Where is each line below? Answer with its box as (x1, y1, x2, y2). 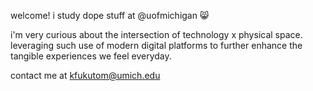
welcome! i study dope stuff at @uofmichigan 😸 (10, 10, 210, 21)
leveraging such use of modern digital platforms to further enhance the (10, 40, 303, 51)
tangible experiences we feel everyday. (10, 50, 172, 62)
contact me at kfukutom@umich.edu (10, 70, 161, 81)
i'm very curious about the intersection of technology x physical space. (10, 29, 303, 40)
